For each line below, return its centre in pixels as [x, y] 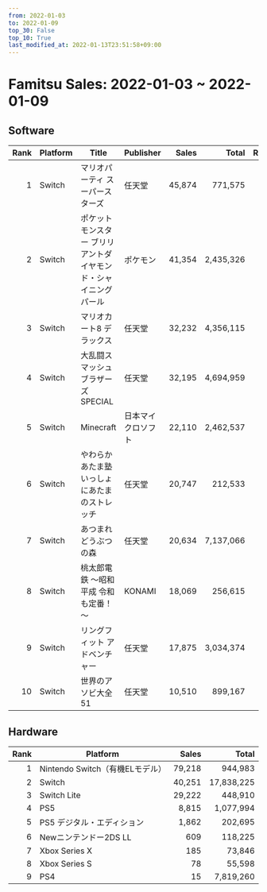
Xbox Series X [66, 851]
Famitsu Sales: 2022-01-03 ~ [107, 85]
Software [31, 131]
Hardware [33, 732]
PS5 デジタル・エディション [92, 822]
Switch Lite [60, 795]
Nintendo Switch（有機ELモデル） [103, 769]
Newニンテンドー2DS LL [85, 837]
